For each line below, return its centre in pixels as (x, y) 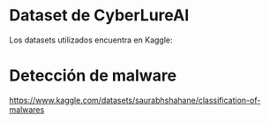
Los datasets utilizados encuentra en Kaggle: (91, 40)
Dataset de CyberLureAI (99, 15)
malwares (27, 109)
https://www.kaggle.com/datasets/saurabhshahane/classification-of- (135, 100)
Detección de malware (93, 76)
